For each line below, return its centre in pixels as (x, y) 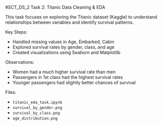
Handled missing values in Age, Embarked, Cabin (63, 42)
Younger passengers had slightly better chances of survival (74, 83)
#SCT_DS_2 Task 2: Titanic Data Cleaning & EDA (55, 7)
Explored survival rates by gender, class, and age (63, 47)
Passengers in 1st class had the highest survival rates (68, 77)
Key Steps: (16, 32)
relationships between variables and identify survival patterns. (69, 22)
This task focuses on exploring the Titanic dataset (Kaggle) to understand (81, 17)
